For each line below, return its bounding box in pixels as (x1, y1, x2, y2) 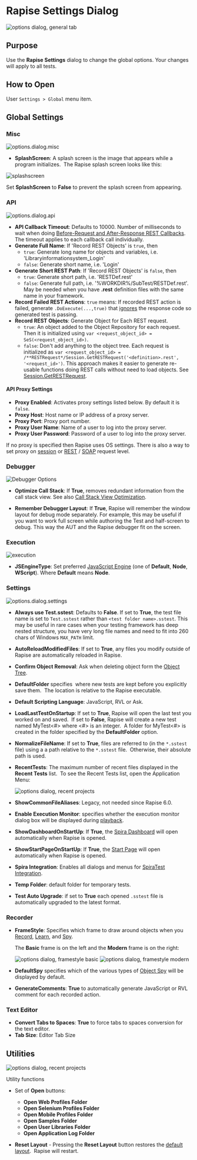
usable (23, 366, 40, 373)
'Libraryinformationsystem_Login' (23, 254, 105, 261)
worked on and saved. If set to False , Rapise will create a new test (14, 716, 176, 723)
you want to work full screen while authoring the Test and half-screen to (14, 517, 190, 524)
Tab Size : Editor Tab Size (14, 1032, 76, 1039)
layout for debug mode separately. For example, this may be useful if (14, 511, 182, 518)
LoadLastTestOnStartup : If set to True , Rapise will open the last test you (14, 709, 192, 716)
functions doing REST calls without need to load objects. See (41, 366, 189, 373)
